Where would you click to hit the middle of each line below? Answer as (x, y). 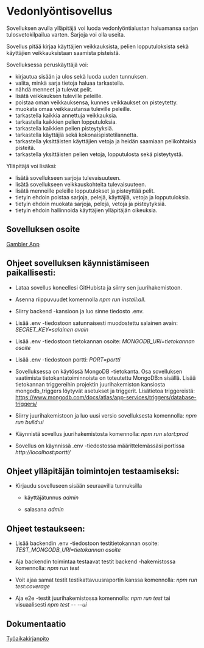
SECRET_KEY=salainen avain (52, 329)
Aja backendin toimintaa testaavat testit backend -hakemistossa (95, 561)
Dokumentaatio (36, 624)
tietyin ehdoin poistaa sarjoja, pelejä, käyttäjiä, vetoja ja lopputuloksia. (103, 197)
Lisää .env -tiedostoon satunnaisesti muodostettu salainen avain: (97, 323)
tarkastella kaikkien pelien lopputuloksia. (66, 122)
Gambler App (23, 244)
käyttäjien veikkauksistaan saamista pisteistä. (63, 52)
